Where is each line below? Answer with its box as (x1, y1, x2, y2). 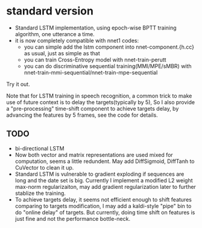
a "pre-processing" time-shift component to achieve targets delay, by (6, 105, 179, 112)
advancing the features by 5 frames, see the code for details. (6, 111, 158, 119)
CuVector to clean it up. (14, 164, 74, 171)
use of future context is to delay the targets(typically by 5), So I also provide (6, 98, 195, 106)
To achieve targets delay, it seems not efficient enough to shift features (14, 196, 192, 203)
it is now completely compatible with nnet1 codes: (14, 37, 139, 44)
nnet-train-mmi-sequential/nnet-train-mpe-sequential (24, 69, 158, 76)
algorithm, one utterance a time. (14, 30, 95, 37)
